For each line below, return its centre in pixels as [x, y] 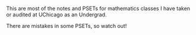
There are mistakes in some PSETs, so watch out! [67, 26]
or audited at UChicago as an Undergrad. [56, 15]
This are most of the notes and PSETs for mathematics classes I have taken [98, 8]
